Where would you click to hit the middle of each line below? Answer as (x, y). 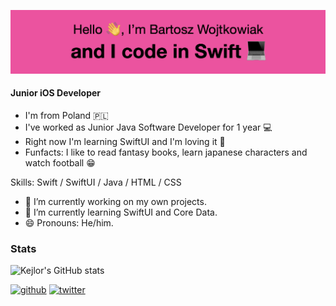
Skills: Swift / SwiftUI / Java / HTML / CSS (96, 182)
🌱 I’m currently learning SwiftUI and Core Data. (121, 212)
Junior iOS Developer (55, 93)
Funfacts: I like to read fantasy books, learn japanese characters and (166, 152)
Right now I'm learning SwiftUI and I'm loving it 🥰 (125, 142)
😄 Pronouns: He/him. (69, 223)
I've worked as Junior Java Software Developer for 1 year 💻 (148, 127)
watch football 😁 (60, 163)
